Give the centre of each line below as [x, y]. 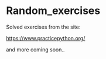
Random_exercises [53, 11]
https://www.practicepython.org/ [46, 38]
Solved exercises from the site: [43, 27]
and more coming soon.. [35, 49]
